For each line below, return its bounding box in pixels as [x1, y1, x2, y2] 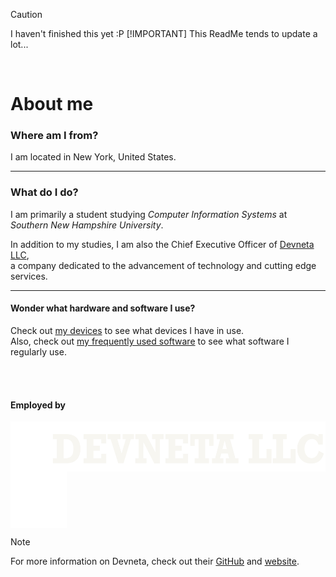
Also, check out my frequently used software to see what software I [10, 335, 290, 347]
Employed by [10, 399, 66, 411]
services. [10, 270, 48, 282]
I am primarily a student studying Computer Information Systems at [10, 208, 288, 220]
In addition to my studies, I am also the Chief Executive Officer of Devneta [10, 238, 315, 250]
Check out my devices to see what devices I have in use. [10, 324, 245, 336]
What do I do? [10, 185, 79, 199]
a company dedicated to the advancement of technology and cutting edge [10, 259, 317, 271]
